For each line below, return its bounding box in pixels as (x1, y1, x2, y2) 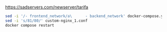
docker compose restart (5, 23, 55, 28)
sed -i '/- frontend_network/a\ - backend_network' (5, 14, 126, 19)
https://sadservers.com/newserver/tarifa (5, 4, 88, 10)
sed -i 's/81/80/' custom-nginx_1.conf (5, 18, 88, 23)
